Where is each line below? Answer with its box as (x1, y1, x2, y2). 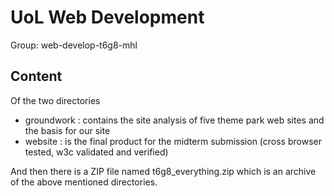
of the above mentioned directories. (10, 176, 158, 188)
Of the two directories (10, 94, 101, 106)
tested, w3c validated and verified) (24, 146, 169, 158)
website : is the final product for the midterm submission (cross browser (24, 135, 322, 147)
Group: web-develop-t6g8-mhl (10, 39, 138, 51)
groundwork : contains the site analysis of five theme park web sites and (24, 114, 325, 126)
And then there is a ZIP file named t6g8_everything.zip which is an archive (10, 165, 317, 177)
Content (10, 68, 63, 85)
